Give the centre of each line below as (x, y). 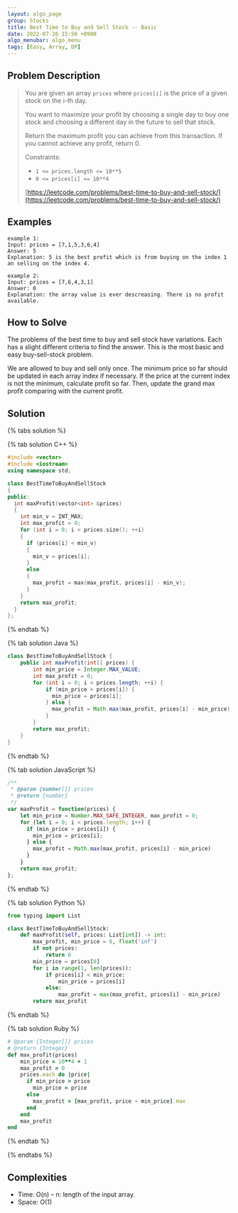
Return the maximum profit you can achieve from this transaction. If (123, 135)
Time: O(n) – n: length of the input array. (76, 1195)
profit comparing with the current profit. (66, 391)
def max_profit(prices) (43, 1055)
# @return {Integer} (38, 1048)
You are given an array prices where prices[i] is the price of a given (126, 92)
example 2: (23, 276)
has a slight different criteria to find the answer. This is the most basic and (115, 347)
